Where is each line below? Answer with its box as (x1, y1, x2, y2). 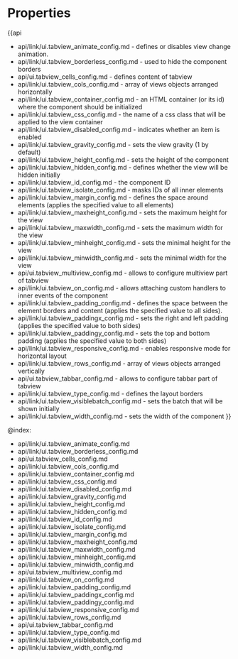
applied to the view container (17, 117, 103, 126)
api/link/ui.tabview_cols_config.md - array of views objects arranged (17, 80, 219, 88)
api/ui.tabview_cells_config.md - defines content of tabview (17, 72, 193, 81)
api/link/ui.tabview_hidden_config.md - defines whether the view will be (17, 163, 229, 171)
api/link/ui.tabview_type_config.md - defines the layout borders (17, 389, 204, 398)
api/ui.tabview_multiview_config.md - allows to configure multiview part (17, 268, 228, 277)
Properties (7, 5, 71, 21)
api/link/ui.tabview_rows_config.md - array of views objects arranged (17, 359, 221, 367)
